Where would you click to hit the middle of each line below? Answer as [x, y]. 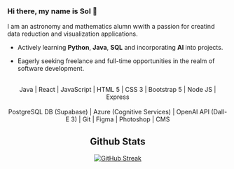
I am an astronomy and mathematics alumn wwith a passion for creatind [111, 27]
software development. [51, 69]
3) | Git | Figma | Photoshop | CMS [121, 119]
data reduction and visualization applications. [73, 34]
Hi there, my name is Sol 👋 [53, 11]
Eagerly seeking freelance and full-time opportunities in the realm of [116, 61]
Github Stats [118, 141]
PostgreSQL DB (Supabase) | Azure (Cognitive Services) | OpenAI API [109, 112]
